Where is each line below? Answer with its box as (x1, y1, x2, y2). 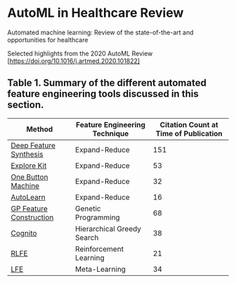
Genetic (74, 204, 101, 213)
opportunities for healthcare (7, 35, 88, 44)
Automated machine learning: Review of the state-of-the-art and (7, 28, 195, 37)
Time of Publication (155, 129, 223, 138)
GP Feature (11, 204, 48, 213)
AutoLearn (11, 192, 46, 202)
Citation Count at (159, 119, 219, 129)
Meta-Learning (74, 264, 126, 274)
